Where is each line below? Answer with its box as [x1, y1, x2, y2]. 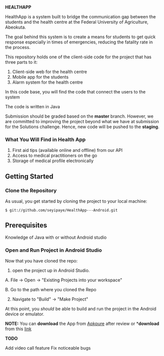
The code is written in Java [5, 104, 60, 109]
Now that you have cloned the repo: [5, 258, 78, 264]
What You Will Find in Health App [5, 136, 86, 143]
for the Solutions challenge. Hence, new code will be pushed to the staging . [5, 124, 160, 130]
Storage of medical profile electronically [12, 158, 94, 164]
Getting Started [5, 172, 54, 180]
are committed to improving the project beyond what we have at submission [5, 119, 159, 124]
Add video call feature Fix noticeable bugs [5, 345, 91, 351]
